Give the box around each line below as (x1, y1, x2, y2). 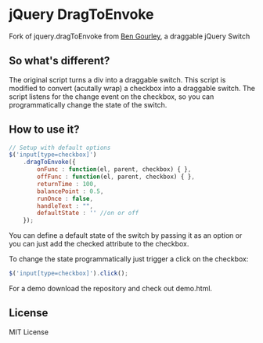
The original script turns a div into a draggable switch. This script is (9, 75, 226, 84)
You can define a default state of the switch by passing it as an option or (9, 231, 243, 240)
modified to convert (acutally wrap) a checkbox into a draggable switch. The (9, 83, 255, 93)
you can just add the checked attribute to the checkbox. (9, 239, 189, 249)
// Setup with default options (9, 144, 111, 151)
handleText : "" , (37, 202, 93, 210)
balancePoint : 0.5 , (37, 187, 104, 195)
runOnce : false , (37, 195, 93, 203)
